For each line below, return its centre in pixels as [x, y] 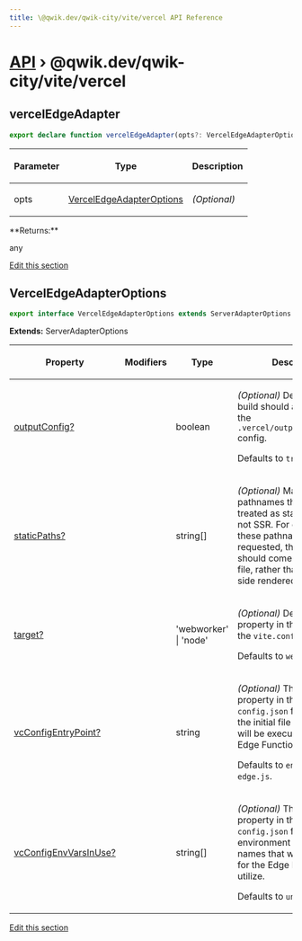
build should [263, 407]
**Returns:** [34, 230]
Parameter [37, 165]
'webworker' [202, 629]
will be [251, 733]
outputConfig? [44, 427]
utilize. [251, 876]
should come [264, 558]
